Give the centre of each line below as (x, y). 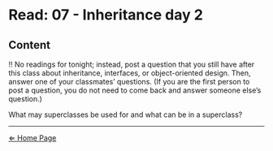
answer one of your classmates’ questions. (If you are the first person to (129, 82)
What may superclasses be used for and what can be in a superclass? (126, 114)
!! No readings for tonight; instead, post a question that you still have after (132, 64)
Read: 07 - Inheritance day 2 (106, 15)
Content (30, 45)
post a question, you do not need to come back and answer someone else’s (135, 90)
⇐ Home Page (32, 138)
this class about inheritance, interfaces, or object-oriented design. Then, (130, 73)
